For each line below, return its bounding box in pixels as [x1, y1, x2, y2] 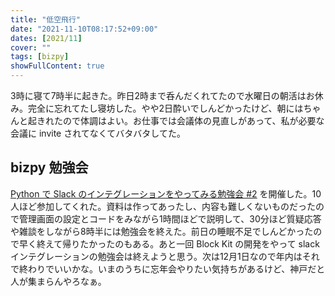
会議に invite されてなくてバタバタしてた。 [10, 127, 186, 139]
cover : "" [10, 42, 52, 53]
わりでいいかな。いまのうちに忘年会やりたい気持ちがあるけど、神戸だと [27, 262, 326, 275]
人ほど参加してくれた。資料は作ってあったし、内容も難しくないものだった [10, 200, 317, 212]
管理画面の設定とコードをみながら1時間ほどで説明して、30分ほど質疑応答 [18, 212, 322, 225]
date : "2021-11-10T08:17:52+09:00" [10, 24, 159, 34]
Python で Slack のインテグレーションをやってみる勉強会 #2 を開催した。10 [10, 187, 322, 200]
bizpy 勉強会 [10, 159, 89, 176]
